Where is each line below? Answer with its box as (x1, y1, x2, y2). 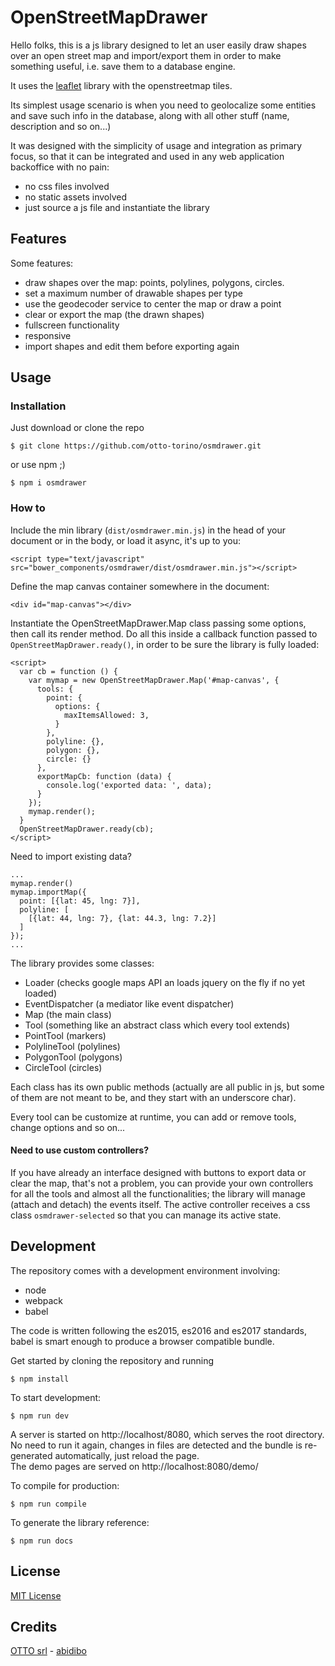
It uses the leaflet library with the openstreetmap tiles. (10, 79, 233, 91)
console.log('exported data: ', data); (46, 780, 213, 790)
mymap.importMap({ (10, 887, 87, 897)
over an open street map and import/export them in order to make (10, 49, 282, 61)
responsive (24, 329, 72, 341)
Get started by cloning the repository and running (10, 1354, 214, 1366)
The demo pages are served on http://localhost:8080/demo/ (10, 1460, 259, 1472)
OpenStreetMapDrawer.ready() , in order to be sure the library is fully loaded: (10, 638, 320, 650)
